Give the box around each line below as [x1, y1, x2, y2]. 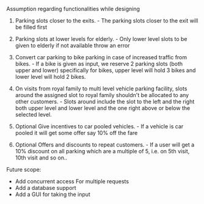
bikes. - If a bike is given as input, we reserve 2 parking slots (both [15, 60, 183, 67]
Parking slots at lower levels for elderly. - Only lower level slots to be [15, 35, 188, 42]
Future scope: [6, 166, 42, 173]
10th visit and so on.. [15, 154, 67, 161]
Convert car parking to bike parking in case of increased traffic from [15, 54, 188, 60]
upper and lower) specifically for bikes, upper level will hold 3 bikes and [15, 67, 196, 74]
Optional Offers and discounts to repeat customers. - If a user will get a [15, 141, 195, 148]
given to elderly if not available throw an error [15, 42, 130, 49]
